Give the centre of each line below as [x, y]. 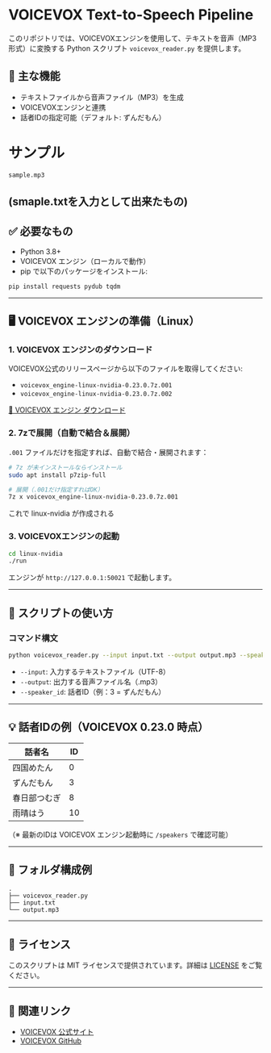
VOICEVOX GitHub [51, 1041]
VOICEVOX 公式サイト [57, 1032]
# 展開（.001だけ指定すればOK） [56, 490]
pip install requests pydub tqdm [65, 286]
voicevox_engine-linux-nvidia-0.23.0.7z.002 [96, 394]
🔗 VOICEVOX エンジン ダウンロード [67, 410]
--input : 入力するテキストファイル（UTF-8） [95, 671]
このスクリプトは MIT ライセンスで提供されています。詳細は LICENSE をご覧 [135, 965]
